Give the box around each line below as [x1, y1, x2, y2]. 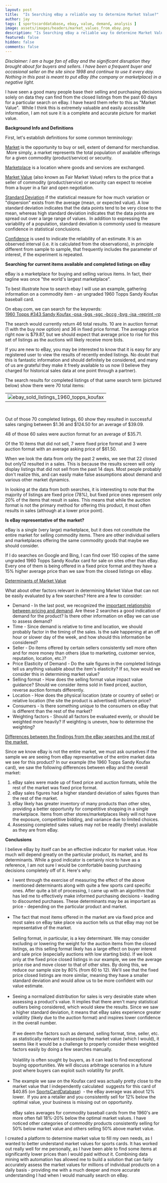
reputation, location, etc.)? [12, 655, 67, 661]
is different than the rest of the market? [12, 708, 93, 714]
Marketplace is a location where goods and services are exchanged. [5, 164, 145, 170]
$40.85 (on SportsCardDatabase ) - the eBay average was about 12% [12, 1088, 155, 1094]
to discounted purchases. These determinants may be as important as [12, 898, 156, 904]
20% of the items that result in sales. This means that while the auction [5, 497, 151, 503]
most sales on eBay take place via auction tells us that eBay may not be [12, 919, 159, 925]
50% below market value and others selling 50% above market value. [12, 1125, 155, 1131]
